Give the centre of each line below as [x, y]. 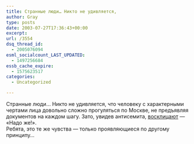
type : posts [21, 22]
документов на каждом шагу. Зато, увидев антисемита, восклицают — [96, 116]
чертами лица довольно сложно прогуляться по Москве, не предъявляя [98, 110]
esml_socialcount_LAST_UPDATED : [46, 55]
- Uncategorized [31, 83]
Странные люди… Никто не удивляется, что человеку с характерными [95, 104]
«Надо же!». [21, 123]
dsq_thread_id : [25, 44]
